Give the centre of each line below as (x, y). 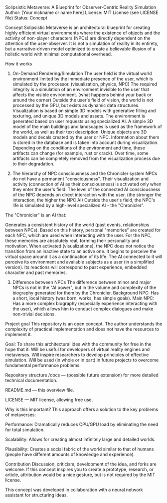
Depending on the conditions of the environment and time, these (79, 148)
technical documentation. (31, 380)
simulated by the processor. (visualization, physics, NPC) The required (85, 84)
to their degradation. (33, 164)
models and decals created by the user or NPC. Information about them (86, 137)
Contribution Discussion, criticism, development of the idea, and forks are (81, 464)
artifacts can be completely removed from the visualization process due (86, 158)
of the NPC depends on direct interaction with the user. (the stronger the (87, 195)
